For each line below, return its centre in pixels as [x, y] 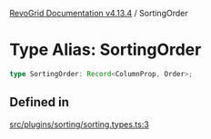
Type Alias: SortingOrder [105, 50]
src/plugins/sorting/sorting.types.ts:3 [80, 124]
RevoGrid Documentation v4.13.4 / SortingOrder [99, 13]
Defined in [40, 102]
